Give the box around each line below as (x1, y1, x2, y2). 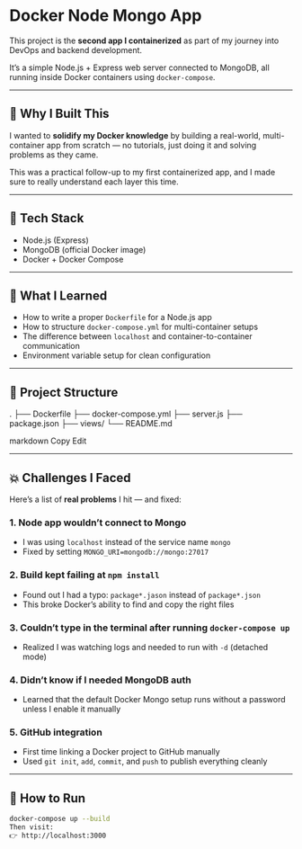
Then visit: (9, 823, 54, 832)
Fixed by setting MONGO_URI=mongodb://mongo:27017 (22, 546, 209, 558)
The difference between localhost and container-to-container (22, 331, 253, 342)
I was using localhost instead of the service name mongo (22, 537, 231, 548)
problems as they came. (9, 149, 99, 160)
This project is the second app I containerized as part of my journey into (9, 35, 280, 46)
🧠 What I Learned (9, 288, 108, 303)
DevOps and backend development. (9, 44, 142, 55)
